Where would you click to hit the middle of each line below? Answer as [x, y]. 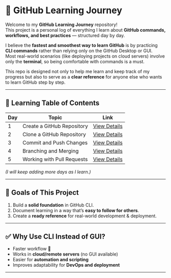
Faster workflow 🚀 [32, 249]
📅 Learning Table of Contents [52, 103]
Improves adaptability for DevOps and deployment [66, 265]
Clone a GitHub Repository [54, 134]
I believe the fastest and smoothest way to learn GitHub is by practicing [81, 45]
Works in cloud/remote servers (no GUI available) [65, 254]
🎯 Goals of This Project [42, 193]
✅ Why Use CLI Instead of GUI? [55, 236]
